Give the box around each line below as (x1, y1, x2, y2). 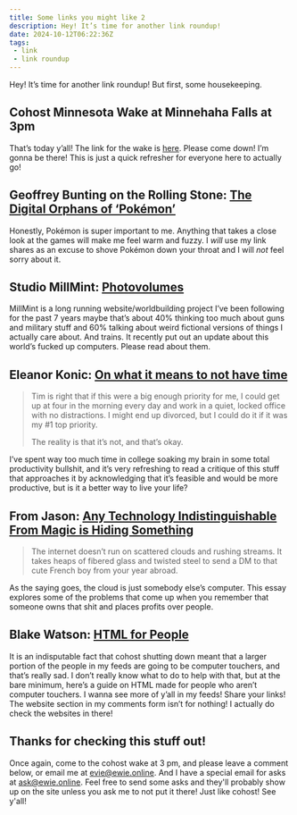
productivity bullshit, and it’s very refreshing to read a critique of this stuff (9, 464, 280, 475)
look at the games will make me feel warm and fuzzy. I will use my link (9, 234, 267, 246)
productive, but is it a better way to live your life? (9, 483, 188, 493)
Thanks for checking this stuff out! (9, 734, 207, 749)
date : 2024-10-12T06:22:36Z (9, 29, 114, 38)
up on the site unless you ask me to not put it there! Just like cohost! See (9, 786, 276, 796)
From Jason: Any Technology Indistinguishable (9, 508, 277, 524)
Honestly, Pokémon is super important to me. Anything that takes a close (9, 225, 277, 236)
